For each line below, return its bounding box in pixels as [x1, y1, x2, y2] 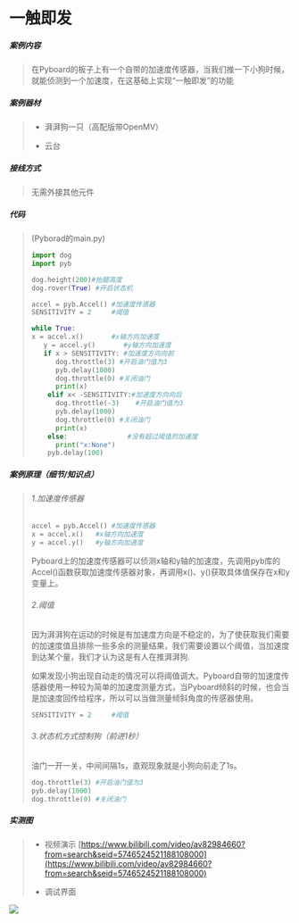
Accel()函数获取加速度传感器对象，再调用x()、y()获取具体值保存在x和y [30, 566, 290, 577]
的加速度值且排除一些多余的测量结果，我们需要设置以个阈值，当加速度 [30, 640, 290, 651]
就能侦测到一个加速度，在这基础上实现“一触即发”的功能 [30, 75, 235, 86]
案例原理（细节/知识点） [9, 469, 99, 479]
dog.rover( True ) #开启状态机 [30, 283, 133, 293]
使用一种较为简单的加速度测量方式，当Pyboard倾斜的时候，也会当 [46, 681, 290, 692]
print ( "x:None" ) [54, 440, 116, 449]
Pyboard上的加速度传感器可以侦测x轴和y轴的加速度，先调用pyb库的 [30, 555, 281, 566]
